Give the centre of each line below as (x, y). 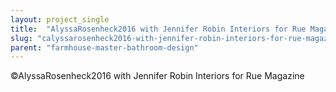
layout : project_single (60, 19)
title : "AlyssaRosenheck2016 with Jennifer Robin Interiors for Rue (158, 29)
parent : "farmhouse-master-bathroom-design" (104, 47)
